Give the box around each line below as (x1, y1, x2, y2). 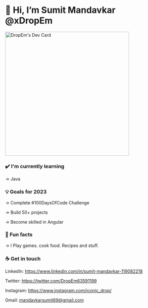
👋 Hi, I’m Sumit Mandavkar (5, 4, 116, 16)
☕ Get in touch (5, 255, 41, 262)
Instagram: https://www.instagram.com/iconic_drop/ (5, 288, 112, 294)
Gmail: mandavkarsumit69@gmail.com (5, 297, 84, 303)
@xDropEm (5, 15, 53, 26)
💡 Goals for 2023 (5, 188, 47, 195)
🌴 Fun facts (5, 231, 33, 238)
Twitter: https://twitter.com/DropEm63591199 (5, 278, 97, 284)
